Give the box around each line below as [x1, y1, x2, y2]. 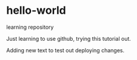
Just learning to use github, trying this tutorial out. [6, 35, 132, 42]
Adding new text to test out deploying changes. [6, 46, 125, 54]
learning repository [6, 23, 54, 31]
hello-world [6, 4, 67, 17]
